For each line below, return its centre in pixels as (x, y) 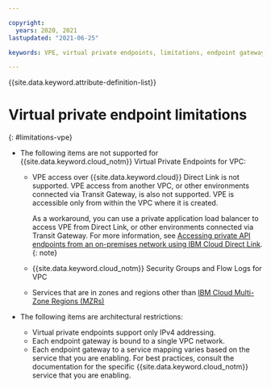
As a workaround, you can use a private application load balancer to (146, 219)
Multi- (244, 293)
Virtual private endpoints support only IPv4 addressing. (124, 332)
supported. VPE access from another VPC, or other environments (141, 186)
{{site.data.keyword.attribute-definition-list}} (83, 82)
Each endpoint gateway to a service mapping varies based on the (141, 350)
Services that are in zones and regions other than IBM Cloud (132, 293)
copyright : (27, 23)
